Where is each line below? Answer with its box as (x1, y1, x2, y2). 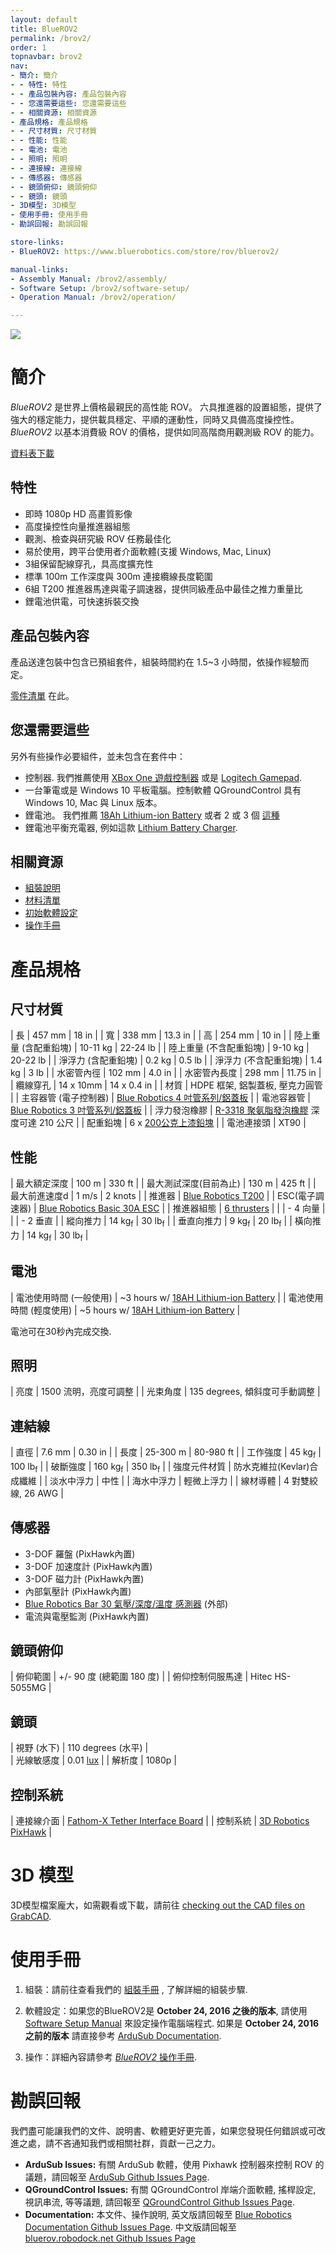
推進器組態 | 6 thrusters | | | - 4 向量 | (172, 1202, 326, 1215)
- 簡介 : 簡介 (10, 71, 59, 81)
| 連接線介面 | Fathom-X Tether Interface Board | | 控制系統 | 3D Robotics (10, 1815, 310, 1826)
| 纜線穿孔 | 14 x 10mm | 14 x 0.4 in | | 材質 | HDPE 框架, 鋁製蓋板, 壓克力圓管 (10, 1079, 323, 1091)
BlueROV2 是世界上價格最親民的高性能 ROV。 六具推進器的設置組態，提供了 (10, 401, 323, 413)
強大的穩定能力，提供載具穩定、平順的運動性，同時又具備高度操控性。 (10, 414, 300, 426)
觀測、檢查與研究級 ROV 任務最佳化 (24, 532, 172, 545)
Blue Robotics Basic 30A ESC (38, 1202, 160, 1215)
